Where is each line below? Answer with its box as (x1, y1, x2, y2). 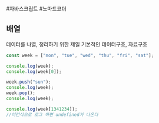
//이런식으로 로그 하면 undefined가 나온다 (6, 111, 98, 118)
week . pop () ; (6, 90, 35, 96)
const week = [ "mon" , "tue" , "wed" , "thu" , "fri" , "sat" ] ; (6, 52, 154, 58)
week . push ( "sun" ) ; (6, 79, 51, 85)
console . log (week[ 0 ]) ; (6, 68, 62, 75)
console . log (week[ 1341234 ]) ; (6, 106, 78, 112)
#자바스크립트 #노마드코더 (6, 5, 67, 12)
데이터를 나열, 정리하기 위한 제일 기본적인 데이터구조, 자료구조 (6, 41, 148, 48)
